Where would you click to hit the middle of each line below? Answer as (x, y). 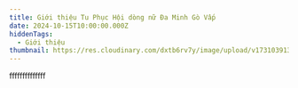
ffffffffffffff (27, 76)
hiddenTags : (31, 34)
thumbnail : (29, 51)
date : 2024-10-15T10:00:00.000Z (69, 26)
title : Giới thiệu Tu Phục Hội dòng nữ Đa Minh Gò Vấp (113, 17)
